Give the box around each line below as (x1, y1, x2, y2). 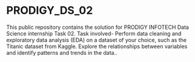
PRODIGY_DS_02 (6, 4, 93, 17)
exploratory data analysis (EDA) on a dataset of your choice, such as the (6, 36, 187, 43)
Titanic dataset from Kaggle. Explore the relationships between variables (6, 43, 188, 50)
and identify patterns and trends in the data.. (6, 49, 118, 56)
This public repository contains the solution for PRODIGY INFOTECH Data (6, 23, 190, 31)
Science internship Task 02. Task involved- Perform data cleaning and (6, 29, 182, 37)
